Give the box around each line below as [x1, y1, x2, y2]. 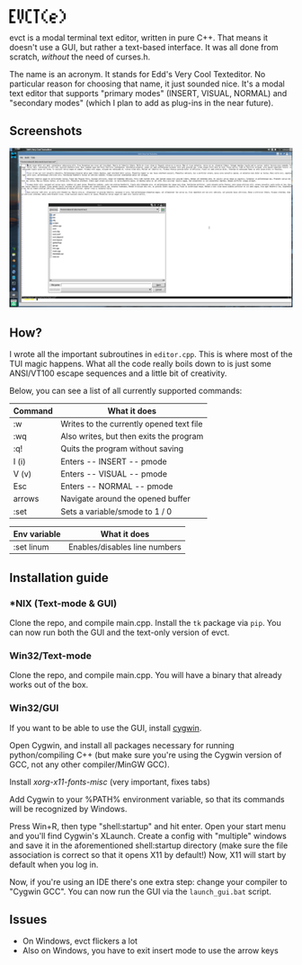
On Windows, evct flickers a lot [22, 935, 138, 947]
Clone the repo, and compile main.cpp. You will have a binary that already [9, 670, 282, 681]
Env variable [13, 528, 61, 539]
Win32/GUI [9, 701, 59, 714]
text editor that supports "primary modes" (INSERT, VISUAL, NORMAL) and [9, 88, 288, 98]
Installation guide [9, 570, 110, 585]
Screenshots [9, 123, 83, 138]
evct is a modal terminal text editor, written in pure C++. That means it [9, 32, 268, 43]
